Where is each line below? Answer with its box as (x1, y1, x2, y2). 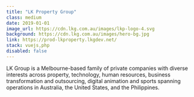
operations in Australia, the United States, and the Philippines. (6, 84, 160, 91)
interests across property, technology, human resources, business (6, 70, 171, 78)
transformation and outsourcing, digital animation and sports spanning (6, 77, 181, 84)
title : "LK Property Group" (6, 8, 77, 15)
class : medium (6, 14, 42, 20)
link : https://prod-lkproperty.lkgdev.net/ (6, 37, 117, 43)
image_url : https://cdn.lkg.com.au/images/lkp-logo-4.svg (6, 25, 155, 32)
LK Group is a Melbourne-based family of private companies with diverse (6, 64, 189, 72)
